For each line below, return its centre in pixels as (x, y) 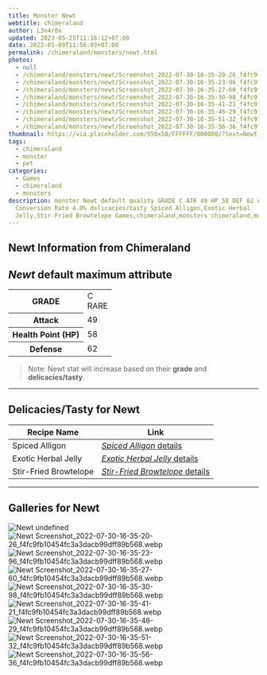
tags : (17, 141)
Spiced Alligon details (142, 445)
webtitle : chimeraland (46, 23)
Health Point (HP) (46, 334)
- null (26, 68)
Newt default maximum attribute (90, 275)
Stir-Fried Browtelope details (156, 471)
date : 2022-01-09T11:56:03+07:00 (64, 45)
